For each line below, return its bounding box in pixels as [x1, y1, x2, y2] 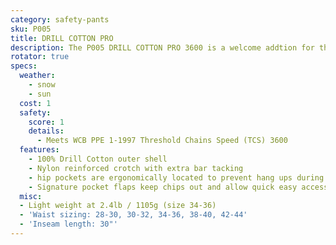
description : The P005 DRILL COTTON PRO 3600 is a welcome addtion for [10, 42, 315, 53]
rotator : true [10, 52, 70, 62]
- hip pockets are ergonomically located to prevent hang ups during [28, 172, 325, 183]
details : [28, 126, 65, 136]
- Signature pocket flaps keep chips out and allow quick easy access [28, 182, 329, 192]
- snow [28, 80, 56, 90]
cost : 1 [19, 98, 52, 108]
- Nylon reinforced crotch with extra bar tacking [28, 163, 244, 173]
